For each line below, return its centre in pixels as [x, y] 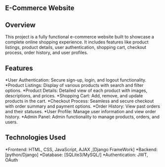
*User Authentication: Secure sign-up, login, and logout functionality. [76, 80]
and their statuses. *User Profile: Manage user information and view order [81, 112]
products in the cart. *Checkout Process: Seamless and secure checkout [80, 101]
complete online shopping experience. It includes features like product [77, 42]
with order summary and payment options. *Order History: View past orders [83, 106]
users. [12, 122]
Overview [21, 25]
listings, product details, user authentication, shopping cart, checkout [76, 47]
